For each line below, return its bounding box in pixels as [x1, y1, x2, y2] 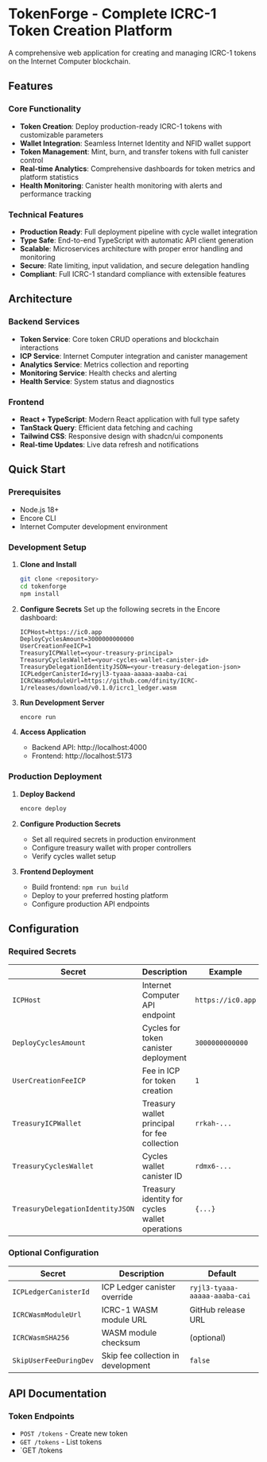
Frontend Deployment [19, 866, 94, 876]
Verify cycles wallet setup [31, 851, 117, 861]
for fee [141, 1128, 168, 1139]
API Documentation [8, 1386, 107, 1400]
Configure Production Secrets [19, 818, 122, 828]
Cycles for [141, 1023, 181, 1034]
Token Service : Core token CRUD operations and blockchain [19, 334, 219, 344]
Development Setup [8, 542, 87, 553]
